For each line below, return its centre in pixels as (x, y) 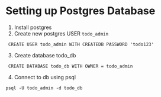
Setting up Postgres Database (80, 11)
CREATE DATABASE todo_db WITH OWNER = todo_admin (70, 66)
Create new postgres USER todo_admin (61, 33)
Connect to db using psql (45, 77)
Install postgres (33, 27)
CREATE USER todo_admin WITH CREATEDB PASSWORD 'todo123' (81, 44)
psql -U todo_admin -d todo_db (44, 88)
